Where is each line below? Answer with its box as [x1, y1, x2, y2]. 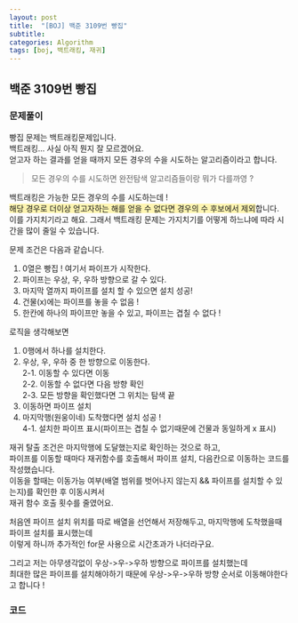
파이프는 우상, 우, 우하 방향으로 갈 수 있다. [21, 274, 167, 284]
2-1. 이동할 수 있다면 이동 [21, 367, 110, 378]
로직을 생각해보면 [9, 326, 69, 337]
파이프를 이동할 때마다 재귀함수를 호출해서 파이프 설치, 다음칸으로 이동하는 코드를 [9, 452, 290, 463]
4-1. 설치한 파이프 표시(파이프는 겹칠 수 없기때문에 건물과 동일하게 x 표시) [21, 423, 277, 434]
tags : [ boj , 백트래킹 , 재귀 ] [9, 46, 107, 55]
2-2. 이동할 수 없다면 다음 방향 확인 [21, 379, 144, 389]
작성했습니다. [9, 464, 55, 475]
